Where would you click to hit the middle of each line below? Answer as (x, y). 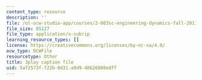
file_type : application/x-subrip (48, 34)
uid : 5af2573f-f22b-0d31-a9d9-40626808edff (62, 68)
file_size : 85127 (28, 29)
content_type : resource (36, 12)
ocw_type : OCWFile (29, 51)
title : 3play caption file (40, 62)
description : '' (26, 17)
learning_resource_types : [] (43, 40)
